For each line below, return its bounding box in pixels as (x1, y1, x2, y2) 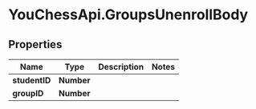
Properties (8, 38, 63, 51)
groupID (12, 88, 44, 99)
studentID (12, 75, 51, 86)
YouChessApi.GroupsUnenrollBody (8, 6, 249, 24)
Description (98, 62, 144, 72)
